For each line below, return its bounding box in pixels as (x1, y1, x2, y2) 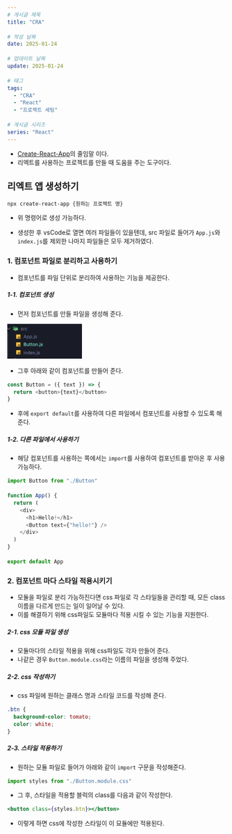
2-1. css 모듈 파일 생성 (7, 627, 69, 636)
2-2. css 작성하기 (7, 672, 56, 681)
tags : (7, 84, 23, 92)
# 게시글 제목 (7, 11, 41, 18)
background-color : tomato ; (13, 713, 92, 720)
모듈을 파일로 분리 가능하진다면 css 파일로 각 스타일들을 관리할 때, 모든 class (17, 593, 226, 602)
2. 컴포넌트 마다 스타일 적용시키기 (7, 576, 113, 586)
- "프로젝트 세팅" (13, 106, 58, 114)
